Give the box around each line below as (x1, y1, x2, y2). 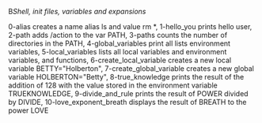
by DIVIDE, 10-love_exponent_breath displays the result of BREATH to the (8, 98, 247, 106)
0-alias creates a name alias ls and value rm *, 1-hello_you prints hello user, (8, 22, 253, 31)
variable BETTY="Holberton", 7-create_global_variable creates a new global (8, 64, 255, 73)
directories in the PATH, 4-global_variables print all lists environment (8, 39, 231, 48)
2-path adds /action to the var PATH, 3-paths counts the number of (8, 31, 228, 39)
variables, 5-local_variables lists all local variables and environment (8, 47, 227, 56)
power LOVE (8, 106, 49, 115)
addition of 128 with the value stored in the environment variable (8, 80, 218, 90)
